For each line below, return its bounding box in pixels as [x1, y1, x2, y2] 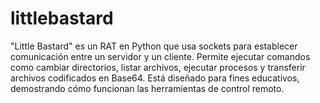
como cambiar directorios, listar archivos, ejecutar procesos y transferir [10, 61, 306, 73]
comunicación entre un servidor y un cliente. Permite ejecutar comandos [10, 50, 311, 62]
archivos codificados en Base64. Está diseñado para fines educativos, [10, 72, 300, 84]
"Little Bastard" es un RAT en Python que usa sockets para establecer [10, 40, 298, 52]
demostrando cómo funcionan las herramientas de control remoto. [10, 82, 285, 94]
